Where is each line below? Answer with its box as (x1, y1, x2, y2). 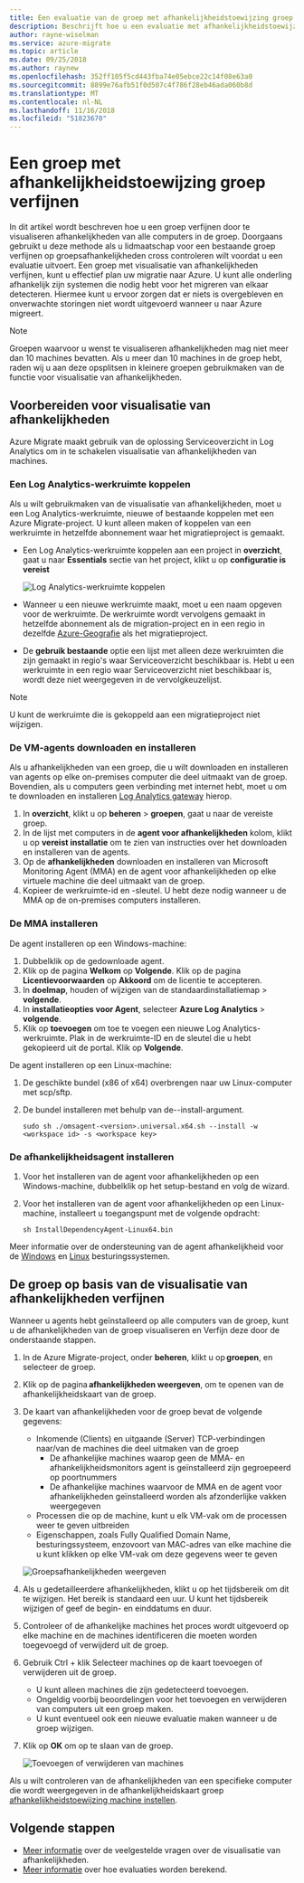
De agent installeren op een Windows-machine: (9, 938, 187, 949)
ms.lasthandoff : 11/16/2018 (9, 106, 116, 115)
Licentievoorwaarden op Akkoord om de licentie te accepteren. (22, 974, 262, 986)
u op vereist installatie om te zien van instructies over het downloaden (22, 837, 288, 848)
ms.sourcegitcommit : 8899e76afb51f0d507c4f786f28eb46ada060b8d (9, 80, 253, 90)
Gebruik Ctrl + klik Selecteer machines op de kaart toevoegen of (22, 1657, 263, 1668)
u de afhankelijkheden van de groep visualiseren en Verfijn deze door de (9, 1324, 280, 1335)
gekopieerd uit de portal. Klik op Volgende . (22, 1042, 184, 1053)
